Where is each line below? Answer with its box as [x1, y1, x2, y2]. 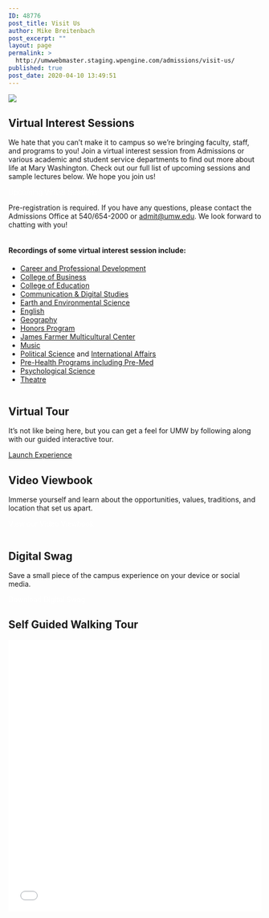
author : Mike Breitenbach [8, 27, 95, 35]
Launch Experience [8, 450, 72, 460]
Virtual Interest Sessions [8, 117, 135, 130]
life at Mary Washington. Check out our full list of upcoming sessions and [8, 163, 251, 173]
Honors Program [19, 323, 75, 333]
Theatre [19, 375, 47, 384]
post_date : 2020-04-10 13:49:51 [8, 72, 116, 80]
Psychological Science [19, 366, 96, 375]
